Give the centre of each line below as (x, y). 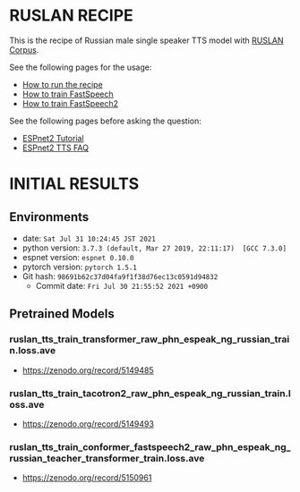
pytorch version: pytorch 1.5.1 (79, 267)
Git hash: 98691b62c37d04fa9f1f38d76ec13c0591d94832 (120, 276)
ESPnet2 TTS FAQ (56, 148)
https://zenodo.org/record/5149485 (88, 370)
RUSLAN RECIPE (72, 16)
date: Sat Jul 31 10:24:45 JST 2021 (89, 238)
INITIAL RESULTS (74, 184)
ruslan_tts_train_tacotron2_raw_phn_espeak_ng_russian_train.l (150, 393)
